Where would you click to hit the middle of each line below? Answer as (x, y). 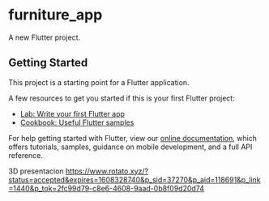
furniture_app (56, 15)
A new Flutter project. (45, 37)
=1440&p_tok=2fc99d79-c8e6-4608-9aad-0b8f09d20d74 (107, 188)
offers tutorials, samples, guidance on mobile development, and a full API (130, 147)
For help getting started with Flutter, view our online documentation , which (133, 138)
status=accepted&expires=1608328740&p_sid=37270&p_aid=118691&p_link (134, 179)
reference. (26, 155)
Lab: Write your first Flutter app (73, 113)
